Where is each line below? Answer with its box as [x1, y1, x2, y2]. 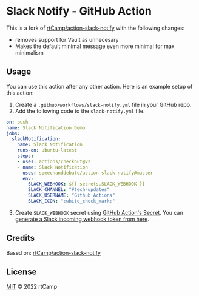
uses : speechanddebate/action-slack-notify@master [22, 170, 153, 176]
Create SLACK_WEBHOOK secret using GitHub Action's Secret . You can [15, 209, 183, 216]
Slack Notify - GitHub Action [6, 4, 152, 18]
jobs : [6, 130, 20, 136]
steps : [17, 153, 34, 159]
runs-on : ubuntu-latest [17, 147, 78, 153]
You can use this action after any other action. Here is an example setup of [6, 82, 193, 90]
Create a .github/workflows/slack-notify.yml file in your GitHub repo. [15, 101, 192, 108]
